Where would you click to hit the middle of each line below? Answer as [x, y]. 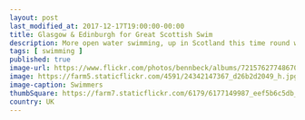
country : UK [32, 102]
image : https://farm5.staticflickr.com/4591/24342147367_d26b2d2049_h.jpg [154, 77]
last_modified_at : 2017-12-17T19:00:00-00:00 [97, 26]
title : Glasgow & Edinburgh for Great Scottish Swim [111, 34]
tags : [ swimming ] [46, 51]
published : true [40, 60]
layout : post [34, 18]
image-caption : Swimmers [56, 85]
